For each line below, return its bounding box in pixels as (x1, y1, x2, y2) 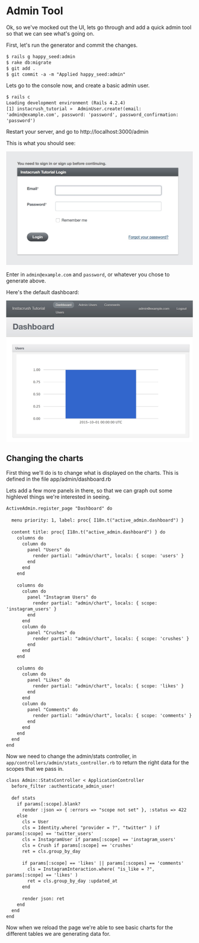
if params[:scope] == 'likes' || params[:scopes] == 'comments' (21, 860, 184, 866)
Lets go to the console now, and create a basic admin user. (6, 82, 150, 89)
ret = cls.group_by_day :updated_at (27, 878, 118, 884)
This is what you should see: (6, 139, 76, 146)
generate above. (6, 277, 46, 284)
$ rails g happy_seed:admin (6, 53, 76, 60)
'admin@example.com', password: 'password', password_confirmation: (6, 111, 179, 118)
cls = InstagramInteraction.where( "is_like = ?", (27, 866, 155, 872)
